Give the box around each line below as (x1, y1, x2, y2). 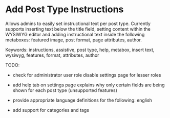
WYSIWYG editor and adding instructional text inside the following (5, 31, 145, 37)
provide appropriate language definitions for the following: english (12, 97, 153, 103)
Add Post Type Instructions (5, 4, 124, 15)
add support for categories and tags (12, 107, 90, 113)
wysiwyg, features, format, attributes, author (5, 52, 99, 58)
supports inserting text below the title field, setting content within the (5, 26, 151, 32)
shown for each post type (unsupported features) (12, 87, 118, 93)
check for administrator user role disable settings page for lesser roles (12, 72, 161, 78)
